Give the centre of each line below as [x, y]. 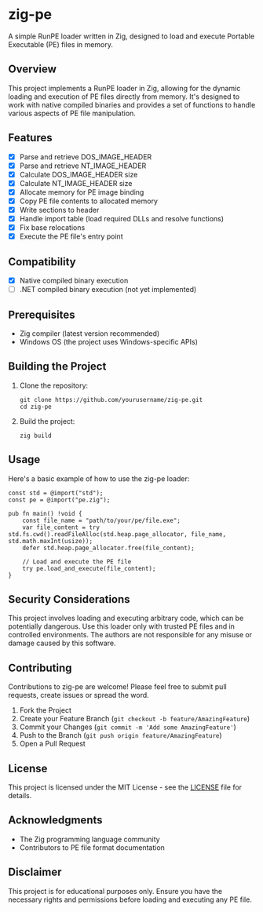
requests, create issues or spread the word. [79, 695]
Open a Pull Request [53, 744]
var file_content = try [61, 527]
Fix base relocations [52, 228]
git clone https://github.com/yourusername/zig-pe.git [111, 399]
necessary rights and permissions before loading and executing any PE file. [130, 899]
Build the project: [47, 421]
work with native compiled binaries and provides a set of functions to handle [132, 104]
